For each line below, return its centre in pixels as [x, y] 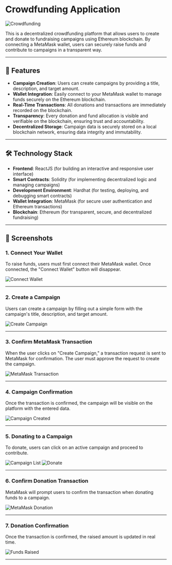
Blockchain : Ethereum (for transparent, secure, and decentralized [82, 212]
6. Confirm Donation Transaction [47, 481]
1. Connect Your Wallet [34, 253]
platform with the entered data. [38, 408]
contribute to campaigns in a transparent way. [54, 50]
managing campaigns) [36, 185]
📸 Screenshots [29, 238]
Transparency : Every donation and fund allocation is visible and [80, 116]
